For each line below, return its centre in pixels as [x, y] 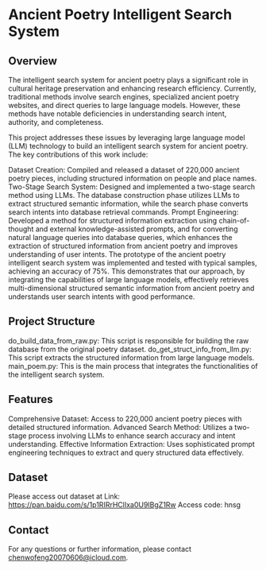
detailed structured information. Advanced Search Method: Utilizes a [120, 427]
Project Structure [52, 322]
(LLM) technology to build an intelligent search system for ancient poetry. [128, 146]
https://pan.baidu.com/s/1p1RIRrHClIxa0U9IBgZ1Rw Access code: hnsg [124, 505]
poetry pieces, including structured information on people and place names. [133, 178]
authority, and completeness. [56, 122]
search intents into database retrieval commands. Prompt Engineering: [123, 212]
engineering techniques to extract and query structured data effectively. [126, 452]
